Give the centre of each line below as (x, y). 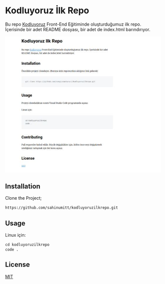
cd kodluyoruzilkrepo (27, 245)
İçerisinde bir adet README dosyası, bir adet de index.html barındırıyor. (78, 29)
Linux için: (16, 235)
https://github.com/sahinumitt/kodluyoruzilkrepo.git (62, 208)
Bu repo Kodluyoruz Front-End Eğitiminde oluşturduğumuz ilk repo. (73, 24)
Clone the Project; (23, 198)
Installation (23, 186)
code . (12, 250)
